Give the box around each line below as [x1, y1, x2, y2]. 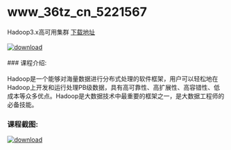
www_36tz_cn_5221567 [7, 4, 147, 20]
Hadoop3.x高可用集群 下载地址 [7, 28, 96, 36]
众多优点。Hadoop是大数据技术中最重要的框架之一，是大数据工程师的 [25, 91, 225, 100]
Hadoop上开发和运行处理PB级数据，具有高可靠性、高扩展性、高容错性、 [7, 83, 214, 91]
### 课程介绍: [7, 58, 47, 66]
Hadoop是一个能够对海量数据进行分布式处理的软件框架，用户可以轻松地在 [7, 74, 219, 83]
